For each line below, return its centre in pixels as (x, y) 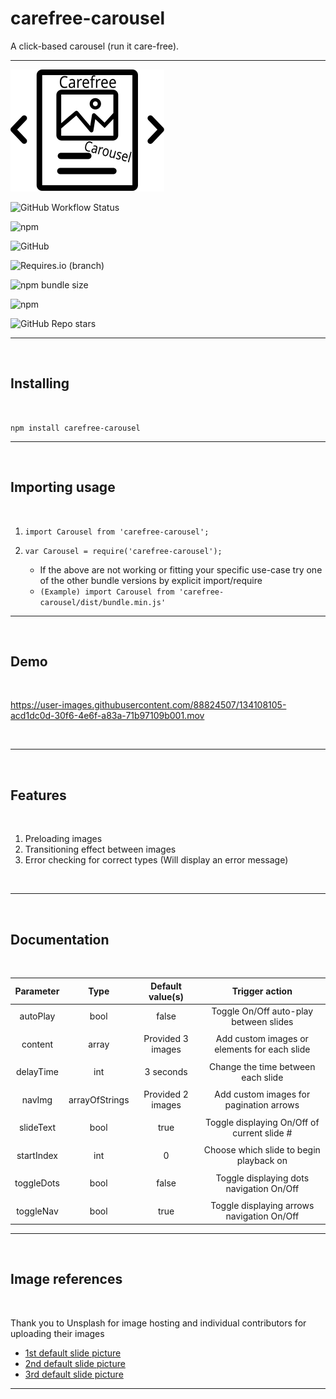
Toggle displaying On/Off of (262, 1122)
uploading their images (57, 1333)
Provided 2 (166, 1094)
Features (38, 795)
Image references (66, 1279)
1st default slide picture (73, 1353)
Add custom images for (262, 1094)
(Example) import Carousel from (107, 592)
